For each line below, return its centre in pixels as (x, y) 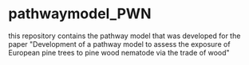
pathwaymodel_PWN (80, 14)
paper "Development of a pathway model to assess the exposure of (119, 44)
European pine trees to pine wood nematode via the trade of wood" (119, 52)
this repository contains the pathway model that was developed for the (125, 36)
